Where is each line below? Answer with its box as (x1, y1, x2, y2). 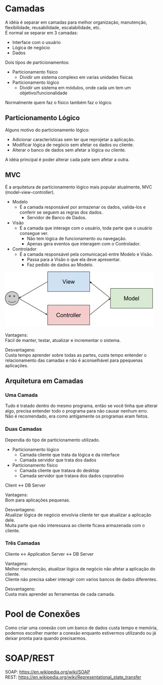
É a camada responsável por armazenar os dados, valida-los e (19, 204, 146, 210)
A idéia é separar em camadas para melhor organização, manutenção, (5, 19, 147, 25)
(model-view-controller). (5, 189, 55, 195)
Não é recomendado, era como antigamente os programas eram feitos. (5, 413, 149, 419)
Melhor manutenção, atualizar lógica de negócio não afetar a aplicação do (5, 566, 156, 571)
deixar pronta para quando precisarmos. (5, 635, 87, 641)
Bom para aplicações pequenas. (5, 497, 70, 503)
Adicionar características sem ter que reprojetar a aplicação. (12, 136, 135, 142)
